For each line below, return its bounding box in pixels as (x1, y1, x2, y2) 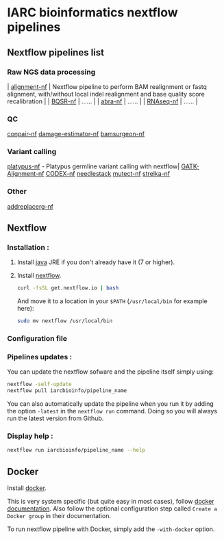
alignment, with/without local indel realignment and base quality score (7, 90, 206, 98)
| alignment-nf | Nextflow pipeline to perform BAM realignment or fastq (7, 82, 208, 90)
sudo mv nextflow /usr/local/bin (16, 318, 113, 324)
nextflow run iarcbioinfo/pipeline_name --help (7, 447, 146, 454)
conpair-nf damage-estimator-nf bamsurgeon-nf (7, 130, 145, 138)
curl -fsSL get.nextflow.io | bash (16, 285, 119, 292)
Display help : (7, 431, 53, 441)
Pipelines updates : (7, 352, 73, 362)
